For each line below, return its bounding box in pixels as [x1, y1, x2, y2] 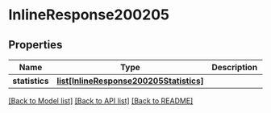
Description [211, 62, 258, 73]
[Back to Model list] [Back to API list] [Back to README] [8, 96, 194, 106]
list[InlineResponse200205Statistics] [56, 75, 204, 86]
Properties [8, 38, 63, 52]
